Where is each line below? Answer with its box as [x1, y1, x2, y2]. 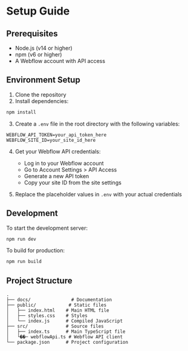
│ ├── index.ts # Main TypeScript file [6, 329, 126, 335]
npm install [6, 109, 36, 115]
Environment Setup [6, 75, 80, 85]
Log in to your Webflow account [24, 159, 104, 167]
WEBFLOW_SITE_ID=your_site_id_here [6, 137, 96, 143]
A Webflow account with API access [15, 58, 106, 64]
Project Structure [6, 275, 73, 286]
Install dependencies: [15, 97, 69, 104]
